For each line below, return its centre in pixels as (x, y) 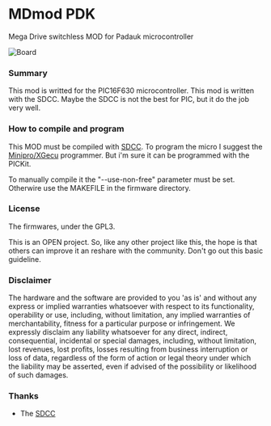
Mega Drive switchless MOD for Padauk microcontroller (101, 36)
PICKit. (20, 163)
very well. (25, 108)
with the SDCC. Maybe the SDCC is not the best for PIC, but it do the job (129, 99)
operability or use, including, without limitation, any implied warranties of (129, 315)
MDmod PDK (52, 14)
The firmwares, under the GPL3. (62, 226)
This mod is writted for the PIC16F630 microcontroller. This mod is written (131, 91)
